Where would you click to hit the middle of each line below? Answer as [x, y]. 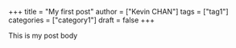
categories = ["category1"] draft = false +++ [82, 20]
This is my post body [43, 36]
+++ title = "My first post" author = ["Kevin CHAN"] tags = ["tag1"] [118, 12]
